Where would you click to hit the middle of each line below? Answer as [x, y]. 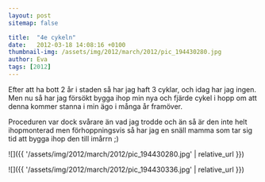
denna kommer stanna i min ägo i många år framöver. [96, 106]
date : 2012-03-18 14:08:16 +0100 [67, 45]
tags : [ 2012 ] [30, 67]
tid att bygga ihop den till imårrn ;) [63, 138]
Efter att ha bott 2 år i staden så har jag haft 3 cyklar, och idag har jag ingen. [132, 89]
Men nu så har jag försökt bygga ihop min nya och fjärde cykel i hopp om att [133, 98]
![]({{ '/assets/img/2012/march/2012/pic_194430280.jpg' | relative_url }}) [126, 154]
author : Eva [28, 60]
